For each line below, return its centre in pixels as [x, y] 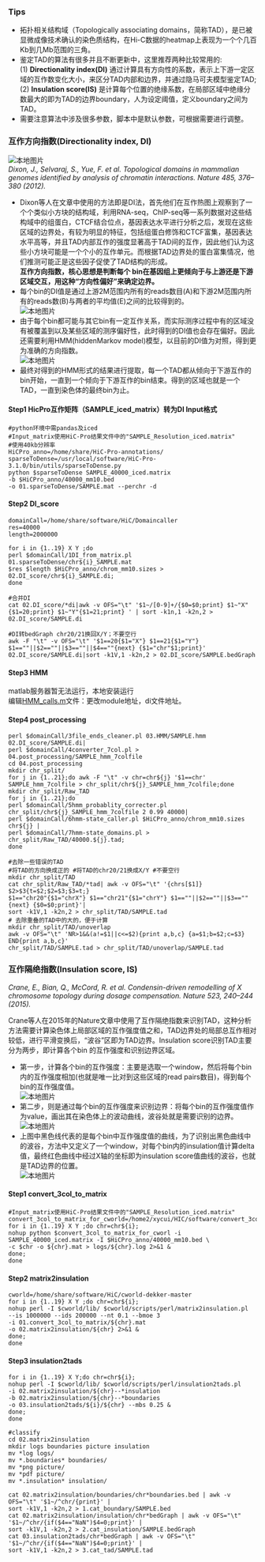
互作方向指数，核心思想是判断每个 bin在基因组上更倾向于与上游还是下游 [136, 271]
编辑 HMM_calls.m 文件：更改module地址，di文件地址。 [97, 701]
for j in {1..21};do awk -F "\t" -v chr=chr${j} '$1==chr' [107, 778]
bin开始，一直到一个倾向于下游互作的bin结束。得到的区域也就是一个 [130, 380]
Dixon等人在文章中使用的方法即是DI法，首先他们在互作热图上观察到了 [132, 202]
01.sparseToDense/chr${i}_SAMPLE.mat [70, 562]
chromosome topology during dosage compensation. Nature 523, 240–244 [131, 995]
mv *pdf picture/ [37, 1474]
